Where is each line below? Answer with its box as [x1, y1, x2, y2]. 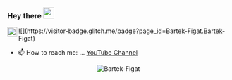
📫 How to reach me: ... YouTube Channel [17, 48, 138, 57]
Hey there [7, 11, 42, 20]
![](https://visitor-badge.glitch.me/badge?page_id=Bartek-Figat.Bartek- [18, 27, 226, 35]
